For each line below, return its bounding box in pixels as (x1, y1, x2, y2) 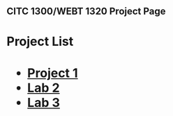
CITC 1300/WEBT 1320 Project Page (6, 6, 166, 17)
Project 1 (27, 65, 78, 81)
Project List (6, 33, 74, 49)
